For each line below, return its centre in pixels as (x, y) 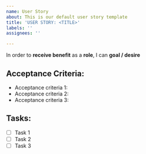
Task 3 (23, 146)
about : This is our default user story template (67, 17)
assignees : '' (24, 33)
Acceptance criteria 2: (42, 94)
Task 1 (22, 132)
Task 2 (23, 139)
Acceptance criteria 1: (41, 87)
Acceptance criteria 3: (42, 100)
